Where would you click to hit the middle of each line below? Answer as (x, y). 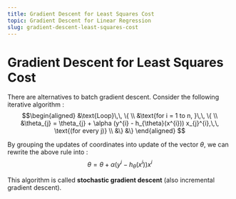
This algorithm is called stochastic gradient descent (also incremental (111, 180)
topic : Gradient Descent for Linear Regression (79, 21)
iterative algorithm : (36, 104)
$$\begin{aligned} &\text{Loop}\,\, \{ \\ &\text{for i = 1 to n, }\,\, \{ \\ (120, 116)
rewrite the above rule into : (48, 152)
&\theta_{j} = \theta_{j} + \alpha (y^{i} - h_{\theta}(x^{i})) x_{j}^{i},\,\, (120, 123)
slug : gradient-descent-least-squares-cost (73, 27)
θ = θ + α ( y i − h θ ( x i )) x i (120, 165)
